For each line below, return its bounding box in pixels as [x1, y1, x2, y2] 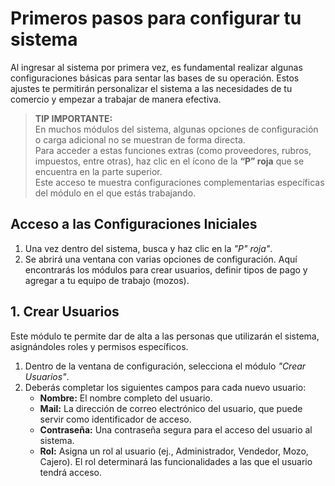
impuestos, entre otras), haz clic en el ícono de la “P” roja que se [34, 155, 305, 167]
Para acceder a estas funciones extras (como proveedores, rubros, [34, 144, 312, 156]
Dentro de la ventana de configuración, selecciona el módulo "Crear [24, 360, 307, 372]
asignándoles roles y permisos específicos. [10, 340, 189, 352]
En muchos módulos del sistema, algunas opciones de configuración [34, 123, 319, 135]
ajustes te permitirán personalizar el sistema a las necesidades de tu [10, 82, 293, 94]
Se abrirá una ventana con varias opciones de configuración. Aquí [24, 253, 298, 265]
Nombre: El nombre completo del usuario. [39, 392, 213, 404]
